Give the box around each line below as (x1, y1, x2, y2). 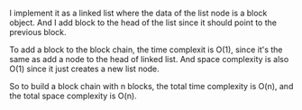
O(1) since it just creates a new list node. (9, 63, 160, 74)
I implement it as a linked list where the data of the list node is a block (9, 8, 268, 18)
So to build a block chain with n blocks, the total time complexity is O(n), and (9, 81, 294, 91)
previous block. (9, 27, 67, 37)
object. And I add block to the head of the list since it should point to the (9, 17, 278, 28)
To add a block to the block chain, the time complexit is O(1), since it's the (9, 44, 283, 55)
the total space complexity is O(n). (9, 90, 137, 101)
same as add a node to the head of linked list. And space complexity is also (9, 54, 289, 64)
